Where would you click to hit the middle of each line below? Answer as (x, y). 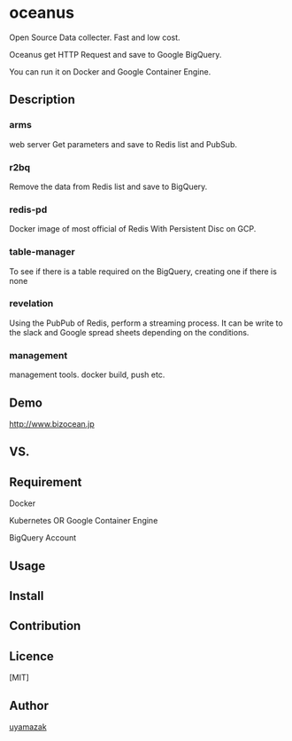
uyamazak (28, 727)
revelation (31, 303)
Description (42, 100)
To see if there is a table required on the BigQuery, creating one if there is (143, 271)
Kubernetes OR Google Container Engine (84, 521)
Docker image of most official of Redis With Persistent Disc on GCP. (133, 229)
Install (27, 596)
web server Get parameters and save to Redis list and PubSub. (123, 144)
